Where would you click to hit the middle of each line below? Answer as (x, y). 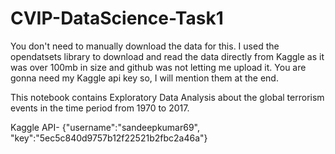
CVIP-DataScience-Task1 (117, 18)
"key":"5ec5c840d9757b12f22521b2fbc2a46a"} (109, 138)
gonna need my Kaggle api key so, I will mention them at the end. (144, 78)
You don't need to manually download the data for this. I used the (145, 46)
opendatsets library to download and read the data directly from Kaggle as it (167, 56)
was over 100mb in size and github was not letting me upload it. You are (158, 67)
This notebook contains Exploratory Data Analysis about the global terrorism (167, 97)
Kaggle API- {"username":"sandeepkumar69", (105, 127)
